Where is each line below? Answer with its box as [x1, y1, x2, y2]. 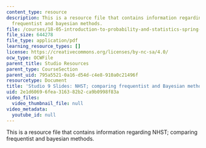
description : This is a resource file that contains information [6, 15, 177, 21]
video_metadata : [6, 106, 48, 112]
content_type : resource [6, 9, 67, 15]
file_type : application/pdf [6, 37, 78, 44]
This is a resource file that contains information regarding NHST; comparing [6, 128, 198, 136]
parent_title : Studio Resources [6, 60, 89, 66]
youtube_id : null [12, 112, 56, 118]
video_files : [6, 95, 40, 101]
